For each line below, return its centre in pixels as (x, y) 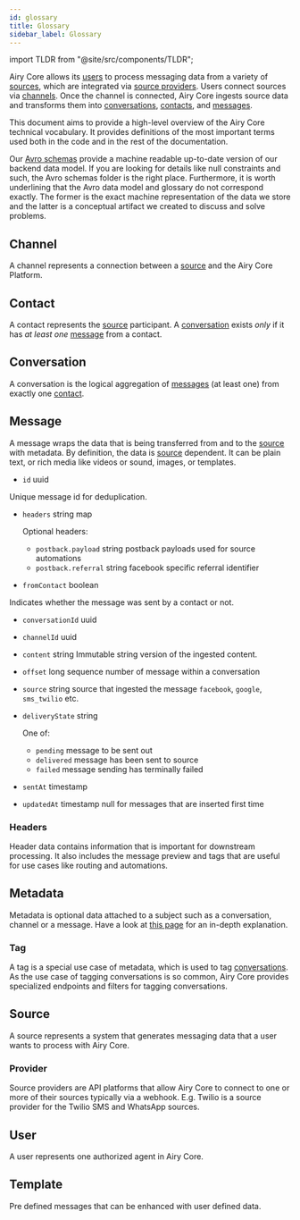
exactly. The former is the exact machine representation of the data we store (150, 197)
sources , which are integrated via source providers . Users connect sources (148, 87)
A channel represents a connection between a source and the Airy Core (141, 265)
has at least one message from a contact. (86, 334)
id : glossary (33, 17)
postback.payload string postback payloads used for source (146, 548)
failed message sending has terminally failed (119, 769)
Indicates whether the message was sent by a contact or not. (122, 602)
